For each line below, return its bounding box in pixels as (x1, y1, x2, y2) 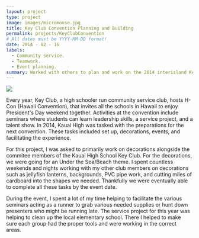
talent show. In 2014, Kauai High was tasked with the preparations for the (6, 122, 184, 129)
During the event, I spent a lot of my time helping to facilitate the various (6, 195, 182, 202)
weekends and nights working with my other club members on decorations (6, 165, 189, 172)
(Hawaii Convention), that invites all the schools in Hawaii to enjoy (17, 103, 178, 110)
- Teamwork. (11, 58, 41, 64)
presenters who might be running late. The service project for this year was (6, 208, 191, 215)
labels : (6, 47, 25, 53)
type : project (6, 14, 41, 20)
